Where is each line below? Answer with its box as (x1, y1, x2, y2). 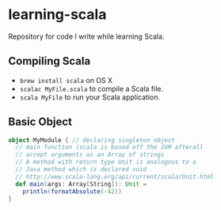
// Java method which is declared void (15, 166, 147, 174)
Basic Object (8, 115, 73, 129)
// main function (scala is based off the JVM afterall (15, 144, 204, 152)
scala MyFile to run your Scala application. (19, 92, 161, 102)
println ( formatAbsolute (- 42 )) (22, 187, 123, 195)
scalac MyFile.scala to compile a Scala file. (19, 84, 164, 93)
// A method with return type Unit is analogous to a (15, 158, 196, 167)
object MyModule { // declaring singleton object (8, 136, 176, 144)
